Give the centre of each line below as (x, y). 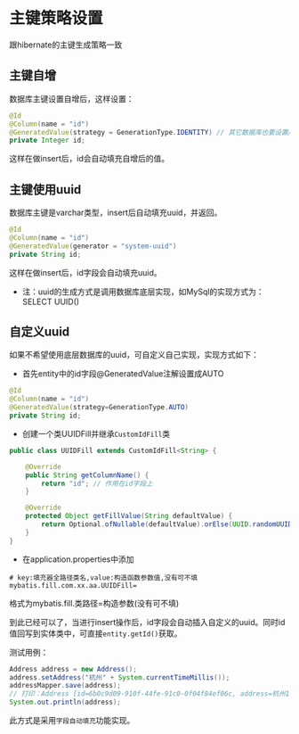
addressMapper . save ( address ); (65, 686)
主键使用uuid (45, 190)
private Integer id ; (48, 140)
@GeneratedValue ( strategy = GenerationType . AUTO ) (99, 408)
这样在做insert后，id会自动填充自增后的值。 (89, 159)
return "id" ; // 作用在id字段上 (97, 483)
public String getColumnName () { (87, 475)
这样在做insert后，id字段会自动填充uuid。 (85, 272)
